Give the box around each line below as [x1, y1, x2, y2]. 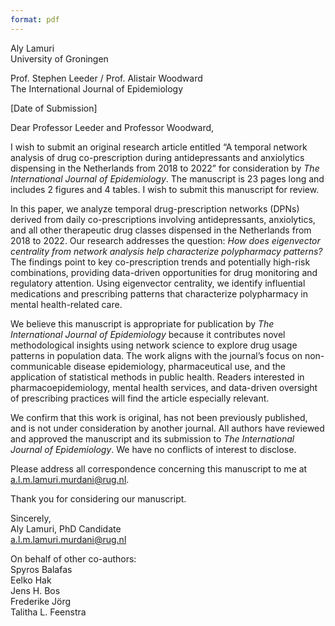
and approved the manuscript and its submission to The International [10, 432, 295, 445]
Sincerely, [10, 512, 52, 524]
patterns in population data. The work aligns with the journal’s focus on [10, 349, 303, 361]
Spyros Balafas [10, 563, 73, 575]
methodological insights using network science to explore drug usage [10, 339, 298, 351]
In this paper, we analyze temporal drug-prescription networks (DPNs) [10, 202, 300, 215]
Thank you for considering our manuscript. [10, 492, 187, 505]
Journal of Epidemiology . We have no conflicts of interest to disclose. [10, 443, 297, 455]
